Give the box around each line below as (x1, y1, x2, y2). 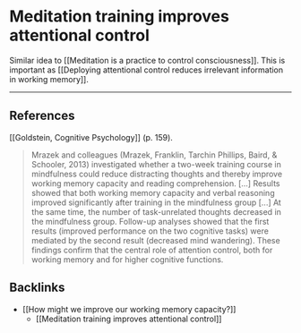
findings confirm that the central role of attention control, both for (30, 244, 273, 255)
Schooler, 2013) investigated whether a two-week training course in (30, 158, 282, 169)
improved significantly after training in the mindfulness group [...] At (30, 197, 282, 208)
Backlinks (9, 280, 65, 295)
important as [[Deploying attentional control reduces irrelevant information (9, 64, 284, 75)
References (9, 108, 75, 124)
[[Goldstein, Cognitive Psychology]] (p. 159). (9, 132, 173, 142)
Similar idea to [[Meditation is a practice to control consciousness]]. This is (9, 55, 286, 65)
